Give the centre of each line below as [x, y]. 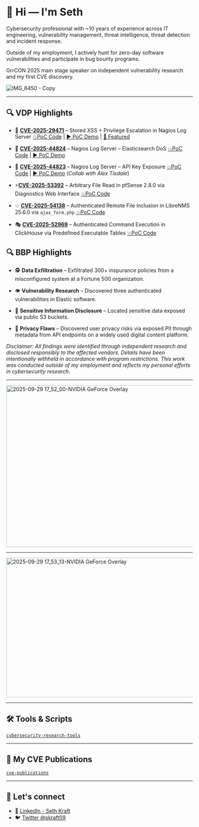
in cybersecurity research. [38, 371]
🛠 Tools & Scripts [39, 719]
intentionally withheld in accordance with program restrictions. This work [96, 358]
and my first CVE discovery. [40, 76]
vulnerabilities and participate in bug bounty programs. [73, 59]
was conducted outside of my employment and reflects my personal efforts [98, 365]
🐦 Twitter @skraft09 [40, 818]
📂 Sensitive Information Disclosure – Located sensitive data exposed [100, 310]
